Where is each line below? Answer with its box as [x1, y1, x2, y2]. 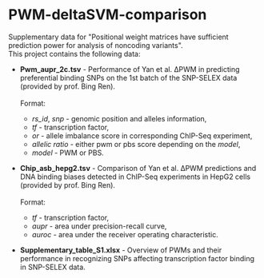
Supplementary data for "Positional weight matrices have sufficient [8, 32, 230, 42]
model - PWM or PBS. [31, 148, 104, 157]
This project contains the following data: [8, 49, 141, 58]
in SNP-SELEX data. [19, 262, 86, 272]
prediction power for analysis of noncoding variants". [8, 40, 183, 50]
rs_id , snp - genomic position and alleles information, [31, 113, 207, 123]
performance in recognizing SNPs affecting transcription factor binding [19, 253, 254, 263]
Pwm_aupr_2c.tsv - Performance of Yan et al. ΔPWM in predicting [19, 64, 240, 73]
